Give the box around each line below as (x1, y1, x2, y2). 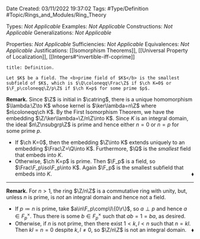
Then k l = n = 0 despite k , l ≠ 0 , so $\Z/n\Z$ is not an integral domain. (14, 227, 187, 234)
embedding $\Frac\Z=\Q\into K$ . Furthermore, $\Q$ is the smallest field (14, 145, 191, 152)
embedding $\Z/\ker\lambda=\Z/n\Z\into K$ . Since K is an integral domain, (6, 115, 189, 122)
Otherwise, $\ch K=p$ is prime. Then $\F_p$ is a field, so (14, 158, 156, 165)
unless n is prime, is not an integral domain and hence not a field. (6, 194, 166, 200)
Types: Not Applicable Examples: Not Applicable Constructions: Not (6, 23, 173, 30)
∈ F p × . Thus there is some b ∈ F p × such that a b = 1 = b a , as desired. (14, 212, 186, 221)
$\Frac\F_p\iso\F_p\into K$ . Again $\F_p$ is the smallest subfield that (14, 164, 184, 171)
